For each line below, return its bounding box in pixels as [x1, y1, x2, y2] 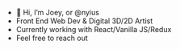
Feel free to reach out [15, 33, 89, 43]
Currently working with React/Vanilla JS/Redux [15, 25, 172, 34]
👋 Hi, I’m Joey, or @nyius [15, 8, 99, 17]
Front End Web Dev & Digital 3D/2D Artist [15, 16, 153, 26]
